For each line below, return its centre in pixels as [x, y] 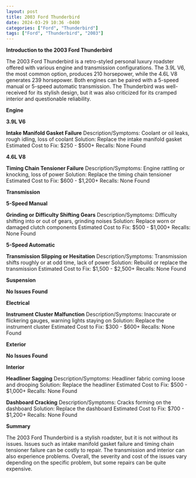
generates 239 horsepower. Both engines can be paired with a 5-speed [92, 80]
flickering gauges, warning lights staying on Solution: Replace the [85, 321]
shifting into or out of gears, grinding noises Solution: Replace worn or [91, 221]
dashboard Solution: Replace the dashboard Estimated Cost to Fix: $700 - [95, 409]
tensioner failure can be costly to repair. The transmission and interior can [95, 450]
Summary [18, 426]
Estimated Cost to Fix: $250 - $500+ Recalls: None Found [76, 146]
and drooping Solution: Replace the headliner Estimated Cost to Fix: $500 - [97, 385]
